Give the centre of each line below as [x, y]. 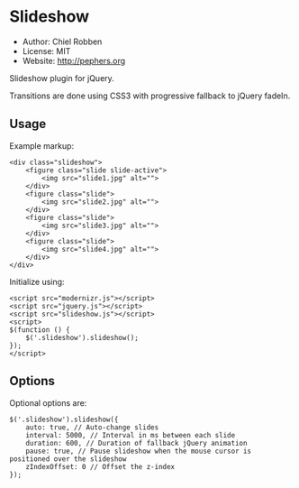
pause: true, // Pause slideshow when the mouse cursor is [139, 451]
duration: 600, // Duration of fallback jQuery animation [136, 443]
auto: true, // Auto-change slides [92, 427]
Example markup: [42, 145]
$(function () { [40, 330]
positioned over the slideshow [68, 459]
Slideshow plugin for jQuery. [62, 78]
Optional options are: [48, 402]
